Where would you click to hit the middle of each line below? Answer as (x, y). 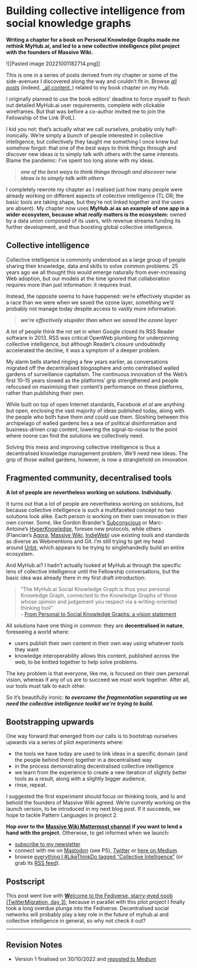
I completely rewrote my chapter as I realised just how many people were (94, 189)
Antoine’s (17, 529)
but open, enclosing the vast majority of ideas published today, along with (95, 410)
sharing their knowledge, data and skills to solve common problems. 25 (92, 266)
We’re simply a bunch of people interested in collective (96, 135)
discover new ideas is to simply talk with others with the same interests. (93, 154)
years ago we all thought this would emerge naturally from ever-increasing (96, 272)
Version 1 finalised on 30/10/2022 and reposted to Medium (85, 959)
